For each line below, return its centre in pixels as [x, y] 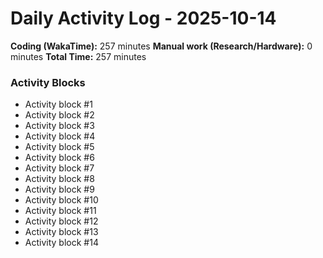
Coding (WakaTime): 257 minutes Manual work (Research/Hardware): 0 [161, 46]
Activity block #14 [61, 243]
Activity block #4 [60, 136]
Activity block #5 [59, 147]
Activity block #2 [59, 115]
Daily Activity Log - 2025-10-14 [143, 18]
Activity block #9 [59, 189]
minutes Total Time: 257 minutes [78, 56]
